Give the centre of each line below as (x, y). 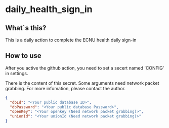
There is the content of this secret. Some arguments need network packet (82, 83)
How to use (23, 56)
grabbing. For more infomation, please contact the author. (65, 88)
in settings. (17, 73)
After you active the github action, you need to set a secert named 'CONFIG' (85, 68)
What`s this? (26, 28)
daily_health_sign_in (49, 9)
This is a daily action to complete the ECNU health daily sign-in (71, 40)
